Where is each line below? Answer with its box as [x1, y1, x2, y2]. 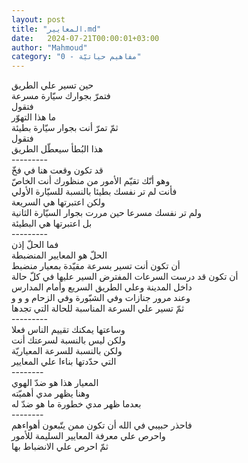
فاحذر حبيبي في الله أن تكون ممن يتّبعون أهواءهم [11, 419, 193, 431]
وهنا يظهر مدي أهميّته [11, 387, 91, 400]
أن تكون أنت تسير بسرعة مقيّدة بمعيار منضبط [11, 260, 181, 272]
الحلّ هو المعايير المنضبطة [11, 249, 108, 261]
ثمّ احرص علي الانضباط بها [11, 441, 109, 453]
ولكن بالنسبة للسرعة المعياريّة [11, 345, 123, 357]
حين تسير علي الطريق [11, 79, 94, 91]
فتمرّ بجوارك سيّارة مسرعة [11, 90, 111, 102]
